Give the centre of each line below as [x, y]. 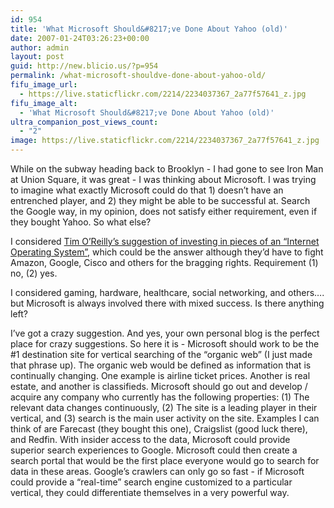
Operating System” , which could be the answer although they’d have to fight [167, 252]
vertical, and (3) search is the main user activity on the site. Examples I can [165, 418]
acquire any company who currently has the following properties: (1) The [160, 397]
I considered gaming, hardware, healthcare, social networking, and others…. [167, 292]
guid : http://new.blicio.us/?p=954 [84, 66]
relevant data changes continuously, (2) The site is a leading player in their [164, 407]
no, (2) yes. [34, 273]
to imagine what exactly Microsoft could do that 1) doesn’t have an [147, 190]
